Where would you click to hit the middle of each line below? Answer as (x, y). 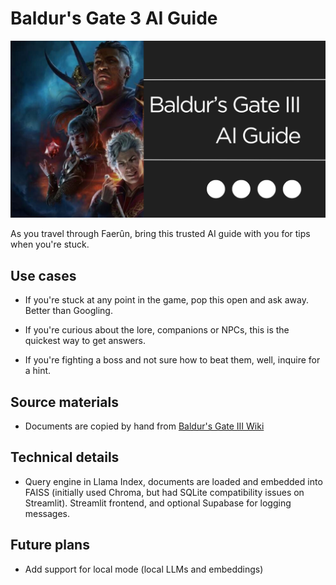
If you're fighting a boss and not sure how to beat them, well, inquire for (172, 360)
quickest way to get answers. (85, 341)
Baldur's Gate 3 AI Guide (114, 18)
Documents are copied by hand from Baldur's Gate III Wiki (144, 426)
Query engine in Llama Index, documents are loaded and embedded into (173, 481)
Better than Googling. (68, 311)
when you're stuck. (50, 244)
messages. (47, 513)
